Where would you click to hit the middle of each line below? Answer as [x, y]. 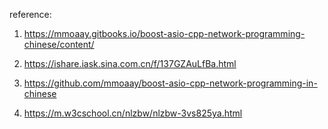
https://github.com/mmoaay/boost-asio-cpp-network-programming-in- [170, 83]
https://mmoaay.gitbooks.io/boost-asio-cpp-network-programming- [164, 33]
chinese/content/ [59, 44]
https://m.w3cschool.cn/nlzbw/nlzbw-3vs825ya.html [133, 113]
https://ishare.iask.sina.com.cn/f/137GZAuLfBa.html [130, 63]
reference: [30, 14]
